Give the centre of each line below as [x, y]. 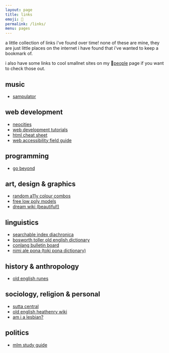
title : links [19, 15]
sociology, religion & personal [53, 294]
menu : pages [18, 29]
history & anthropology [42, 266]
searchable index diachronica [43, 234]
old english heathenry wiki [40, 311]
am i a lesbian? [28, 317]
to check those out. [25, 69]
